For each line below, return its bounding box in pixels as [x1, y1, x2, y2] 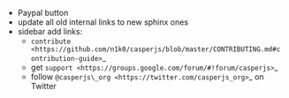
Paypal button [17, 8, 69, 18]
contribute [30, 37, 72, 46]
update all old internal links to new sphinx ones [17, 17, 188, 27]
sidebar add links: [17, 26, 83, 36]
